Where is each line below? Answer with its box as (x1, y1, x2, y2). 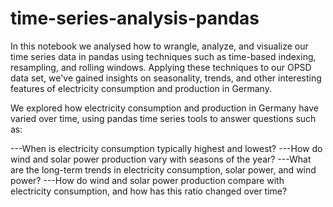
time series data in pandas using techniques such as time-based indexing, (10, 50, 317, 62)
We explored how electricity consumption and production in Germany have (10, 102, 319, 114)
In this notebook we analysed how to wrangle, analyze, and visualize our (10, 40, 309, 52)
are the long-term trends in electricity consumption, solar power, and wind (10, 163, 317, 176)
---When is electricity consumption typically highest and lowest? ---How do (10, 142, 323, 154)
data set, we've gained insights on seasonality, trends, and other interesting (10, 72, 322, 84)
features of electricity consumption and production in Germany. (10, 82, 272, 94)
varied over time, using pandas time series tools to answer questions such (10, 112, 317, 124)
